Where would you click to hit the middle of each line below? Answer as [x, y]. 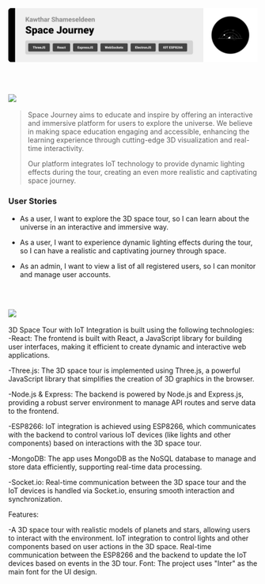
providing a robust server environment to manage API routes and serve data [132, 402]
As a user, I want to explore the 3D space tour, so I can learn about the [134, 218]
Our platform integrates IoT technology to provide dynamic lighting [136, 164]
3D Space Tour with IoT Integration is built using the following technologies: [131, 330]
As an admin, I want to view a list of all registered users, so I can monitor [138, 266]
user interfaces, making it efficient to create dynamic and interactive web [127, 347]
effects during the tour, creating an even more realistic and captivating [142, 173]
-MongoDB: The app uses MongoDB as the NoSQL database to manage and [132, 458]
